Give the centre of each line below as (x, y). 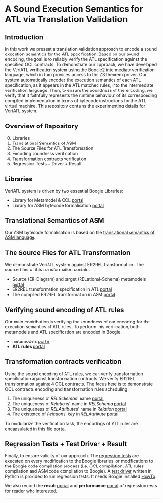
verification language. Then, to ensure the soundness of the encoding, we (79, 90)
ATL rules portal (28, 347)
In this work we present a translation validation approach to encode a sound (81, 49)
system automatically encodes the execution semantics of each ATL (73, 80)
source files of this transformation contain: (48, 270)
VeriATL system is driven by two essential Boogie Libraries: (64, 191)
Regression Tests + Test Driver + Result (66, 444)
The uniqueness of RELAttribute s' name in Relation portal (69, 409)
